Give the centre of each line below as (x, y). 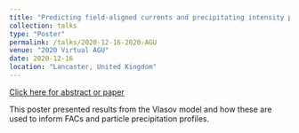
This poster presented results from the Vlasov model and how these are (141, 109)
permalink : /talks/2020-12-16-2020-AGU (83, 42)
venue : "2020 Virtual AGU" (59, 51)
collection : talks (43, 26)
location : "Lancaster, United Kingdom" (83, 67)
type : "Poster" (37, 34)
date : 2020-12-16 (41, 59)
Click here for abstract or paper (67, 92)
